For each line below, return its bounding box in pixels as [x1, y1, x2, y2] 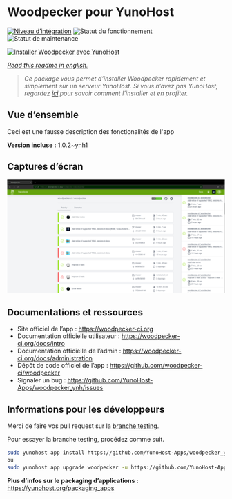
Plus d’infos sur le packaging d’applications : [7, 476, 139, 485]
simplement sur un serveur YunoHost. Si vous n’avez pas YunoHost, [23, 81, 219, 90]
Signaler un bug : [17, 376, 66, 384]
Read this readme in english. [7, 61, 88, 69]
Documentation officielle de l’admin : [17, 346, 122, 355]
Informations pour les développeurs [7, 403, 165, 415]
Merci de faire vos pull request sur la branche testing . [7, 422, 159, 430]
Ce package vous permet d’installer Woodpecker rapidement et [23, 74, 206, 83]
